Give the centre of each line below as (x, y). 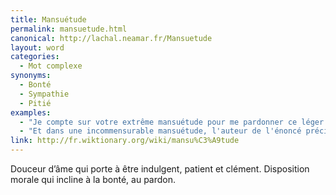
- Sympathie (44, 94)
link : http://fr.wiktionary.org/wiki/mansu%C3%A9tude (125, 141)
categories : (35, 57)
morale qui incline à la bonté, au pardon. (93, 179)
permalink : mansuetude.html (69, 29)
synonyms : (31, 76)
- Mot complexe (51, 66)
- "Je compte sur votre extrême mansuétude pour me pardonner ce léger (172, 122)
